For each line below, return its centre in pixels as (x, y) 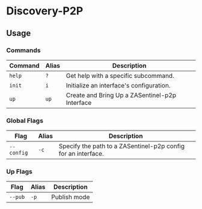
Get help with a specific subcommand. (120, 75)
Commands (23, 50)
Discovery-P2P (45, 11)
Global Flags (25, 120)
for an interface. (81, 154)
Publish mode (70, 197)
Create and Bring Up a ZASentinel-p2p (121, 95)
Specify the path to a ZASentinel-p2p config (122, 146)
